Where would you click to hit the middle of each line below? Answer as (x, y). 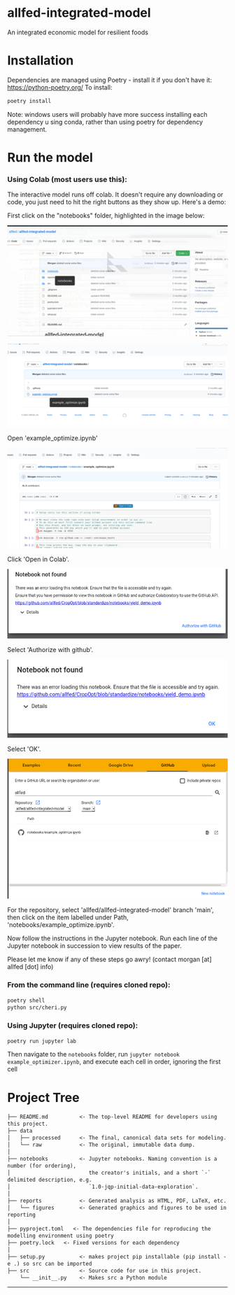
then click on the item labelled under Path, (68, 917)
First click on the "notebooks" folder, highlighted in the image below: (106, 215)
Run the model (50, 157)
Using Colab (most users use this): (67, 179)
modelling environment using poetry (60, 1236)
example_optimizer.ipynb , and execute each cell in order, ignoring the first (114, 1062)
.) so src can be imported (53, 1264)
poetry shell (26, 1000)
